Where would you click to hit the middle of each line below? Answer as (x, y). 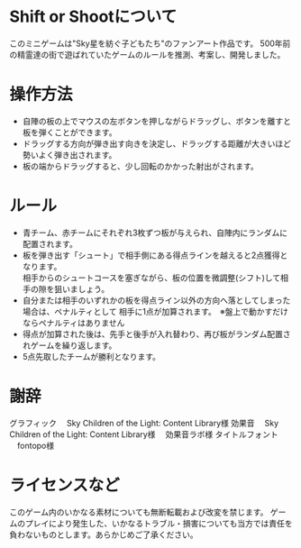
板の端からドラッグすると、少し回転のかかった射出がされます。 (140, 166)
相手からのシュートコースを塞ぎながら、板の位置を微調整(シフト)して (151, 278)
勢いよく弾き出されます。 (69, 155)
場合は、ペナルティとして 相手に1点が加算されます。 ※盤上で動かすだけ (155, 311)
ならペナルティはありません (73, 323)
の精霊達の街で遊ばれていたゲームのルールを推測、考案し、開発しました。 (147, 54)
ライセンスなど (64, 485)
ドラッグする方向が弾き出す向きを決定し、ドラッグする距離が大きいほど (156, 143)
